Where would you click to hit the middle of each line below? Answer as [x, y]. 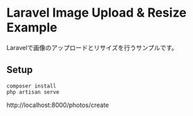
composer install [31, 86]
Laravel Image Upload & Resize [97, 13]
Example [32, 27]
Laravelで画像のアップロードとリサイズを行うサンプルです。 [92, 47]
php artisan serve [33, 92]
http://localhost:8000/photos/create [58, 105]
